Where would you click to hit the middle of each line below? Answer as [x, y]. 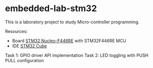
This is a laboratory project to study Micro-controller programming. [72, 22]
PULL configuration [24, 60]
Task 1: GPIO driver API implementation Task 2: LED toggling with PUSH [77, 55]
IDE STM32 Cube [29, 46]
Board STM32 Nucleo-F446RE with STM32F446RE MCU [69, 41]
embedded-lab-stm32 [51, 8]
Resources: [16, 31]
